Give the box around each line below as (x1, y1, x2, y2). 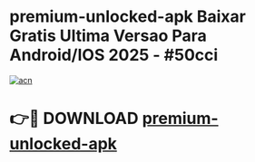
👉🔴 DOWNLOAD (9, 109, 139, 129)
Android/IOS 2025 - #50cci (9, 45, 219, 65)
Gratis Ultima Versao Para (9, 25, 207, 46)
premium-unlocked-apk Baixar (9, 6, 247, 27)
